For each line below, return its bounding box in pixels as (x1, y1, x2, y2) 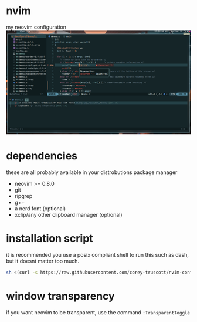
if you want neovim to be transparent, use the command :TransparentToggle (6, 308, 191, 316)
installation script (6, 232, 94, 245)
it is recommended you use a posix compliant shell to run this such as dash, (6, 251, 189, 259)
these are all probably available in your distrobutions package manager (6, 169, 178, 176)
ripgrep (14, 193, 33, 200)
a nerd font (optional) (14, 205, 66, 212)
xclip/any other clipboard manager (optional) (14, 212, 123, 219)
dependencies (6, 149, 78, 163)
